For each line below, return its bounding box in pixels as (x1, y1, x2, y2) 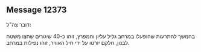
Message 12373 (6, 5, 67, 15)
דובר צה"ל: (6, 21, 31, 28)
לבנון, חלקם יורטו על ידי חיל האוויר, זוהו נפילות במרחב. (6, 39, 130, 46)
